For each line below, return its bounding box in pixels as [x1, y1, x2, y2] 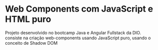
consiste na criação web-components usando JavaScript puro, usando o [5, 35, 151, 41]
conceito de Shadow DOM [5, 40, 58, 46]
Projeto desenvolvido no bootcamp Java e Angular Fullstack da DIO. [5, 30, 141, 35]
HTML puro [5, 14, 52, 25]
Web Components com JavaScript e [5, 3, 153, 15]
